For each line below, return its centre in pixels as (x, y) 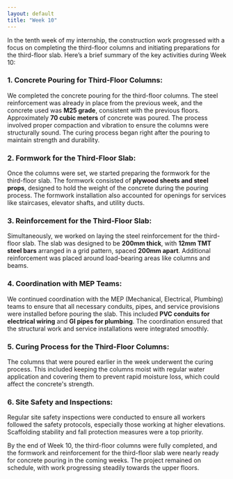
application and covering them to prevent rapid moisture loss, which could (114, 377)
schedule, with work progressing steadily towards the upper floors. (103, 468)
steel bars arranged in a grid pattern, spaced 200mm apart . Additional (109, 251)
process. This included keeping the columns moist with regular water (106, 369)
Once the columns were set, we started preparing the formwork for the (109, 173)
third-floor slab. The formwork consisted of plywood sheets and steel (108, 181)
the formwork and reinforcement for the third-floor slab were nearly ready (113, 453)
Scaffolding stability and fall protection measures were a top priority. (105, 432)
